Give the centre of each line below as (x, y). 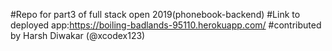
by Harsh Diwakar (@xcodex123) (78, 35)
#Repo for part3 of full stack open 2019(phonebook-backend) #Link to (155, 14)
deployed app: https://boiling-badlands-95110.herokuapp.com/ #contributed (166, 25)
